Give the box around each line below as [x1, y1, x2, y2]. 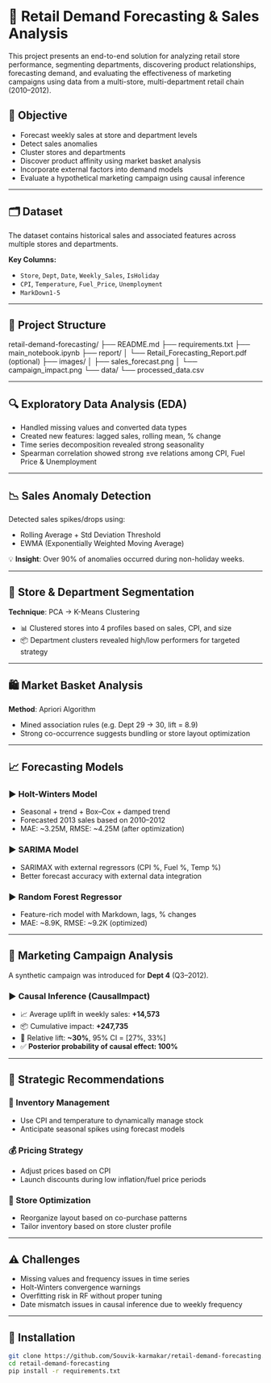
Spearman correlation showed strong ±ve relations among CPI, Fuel [19, 448, 245, 458]
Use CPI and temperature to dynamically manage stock [19, 1115, 204, 1125]
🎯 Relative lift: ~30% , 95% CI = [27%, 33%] [19, 1033, 167, 1043]
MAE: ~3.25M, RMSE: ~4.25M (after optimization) [19, 824, 186, 834]
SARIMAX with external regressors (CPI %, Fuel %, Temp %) [19, 862, 222, 872]
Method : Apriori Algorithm [8, 704, 96, 714]
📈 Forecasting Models [8, 760, 124, 774]
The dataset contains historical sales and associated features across [8, 230, 236, 240]
